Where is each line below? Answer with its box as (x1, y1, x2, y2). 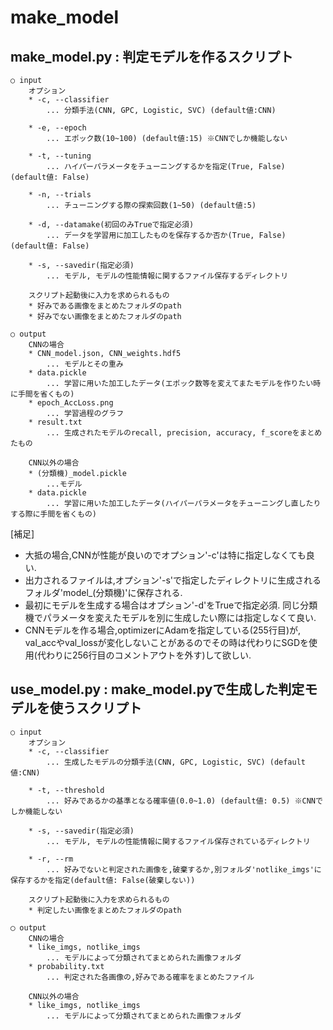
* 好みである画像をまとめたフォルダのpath (28, 301, 182, 311)
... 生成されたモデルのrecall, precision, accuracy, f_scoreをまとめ (46, 428, 323, 438)
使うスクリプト (49, 700, 142, 717)
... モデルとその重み (46, 359, 124, 369)
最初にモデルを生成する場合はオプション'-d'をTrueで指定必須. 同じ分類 (24, 599, 318, 611)
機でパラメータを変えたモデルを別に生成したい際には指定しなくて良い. (24, 612, 317, 623)
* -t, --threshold (28, 785, 105, 795)
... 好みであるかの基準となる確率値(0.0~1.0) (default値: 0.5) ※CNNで (46, 796, 323, 806)
